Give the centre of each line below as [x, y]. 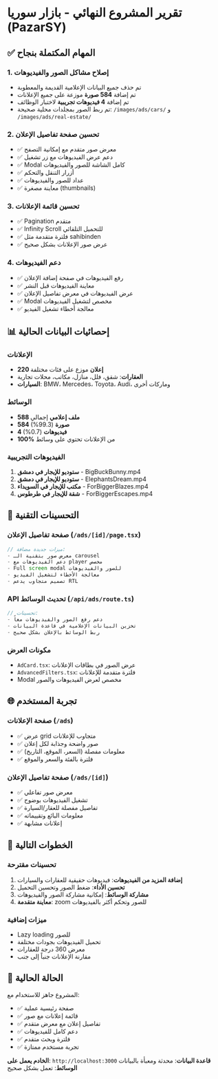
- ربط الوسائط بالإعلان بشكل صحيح [53, 632]
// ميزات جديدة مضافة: [36, 549]
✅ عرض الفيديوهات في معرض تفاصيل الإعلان [75, 293]
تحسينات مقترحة [32, 865]
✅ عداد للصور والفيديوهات [50, 180]
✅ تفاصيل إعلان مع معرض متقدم [59, 1023]
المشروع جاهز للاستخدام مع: [43, 994]
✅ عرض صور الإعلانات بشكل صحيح [62, 244]
